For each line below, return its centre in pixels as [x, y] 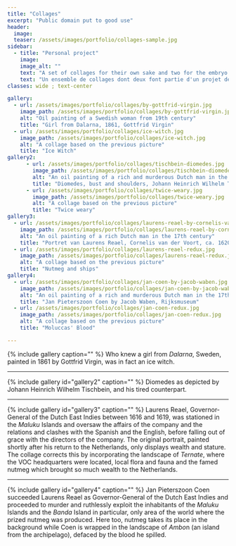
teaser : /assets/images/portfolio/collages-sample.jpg [96, 40]
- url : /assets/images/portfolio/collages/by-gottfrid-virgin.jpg [113, 105]
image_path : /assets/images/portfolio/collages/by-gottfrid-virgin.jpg [127, 112]
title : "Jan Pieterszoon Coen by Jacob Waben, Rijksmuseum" [110, 302]
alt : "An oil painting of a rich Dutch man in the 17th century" [118, 236]
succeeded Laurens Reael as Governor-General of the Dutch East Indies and [118, 497]
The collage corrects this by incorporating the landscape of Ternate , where [116, 454]
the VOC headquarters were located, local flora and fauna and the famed [113, 461]
